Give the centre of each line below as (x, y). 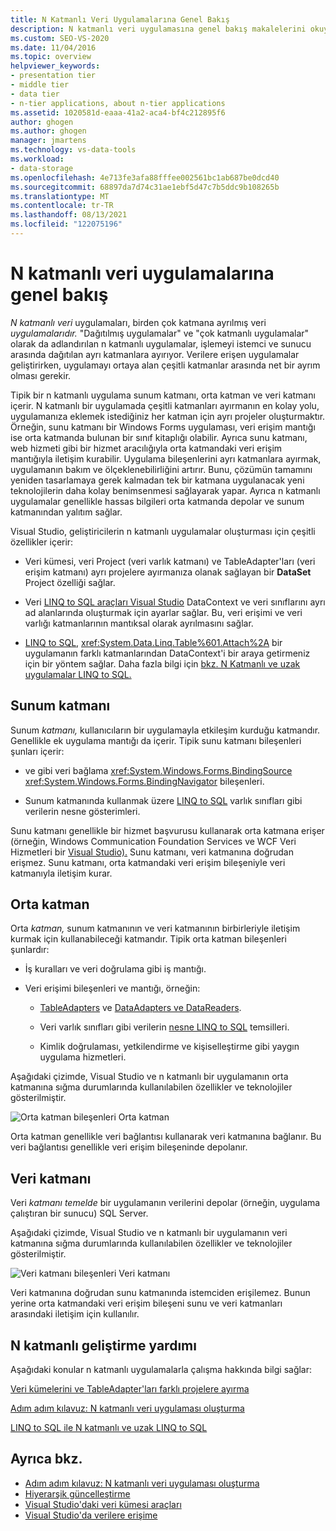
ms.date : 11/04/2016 (53, 47)
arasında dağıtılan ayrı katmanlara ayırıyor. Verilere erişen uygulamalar (155, 354)
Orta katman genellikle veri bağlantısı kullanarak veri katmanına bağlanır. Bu (166, 1137)
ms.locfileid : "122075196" (66, 224)
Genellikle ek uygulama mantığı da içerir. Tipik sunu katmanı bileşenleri (156, 740)
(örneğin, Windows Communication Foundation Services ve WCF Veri (153, 841)
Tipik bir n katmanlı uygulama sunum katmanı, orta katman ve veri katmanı (163, 395)
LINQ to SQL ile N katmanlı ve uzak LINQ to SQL (109, 1428)
